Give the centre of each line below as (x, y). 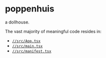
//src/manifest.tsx (32, 51)
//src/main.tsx (27, 46)
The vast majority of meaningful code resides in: (53, 31)
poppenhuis (30, 9)
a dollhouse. (17, 22)
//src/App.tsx (26, 41)
